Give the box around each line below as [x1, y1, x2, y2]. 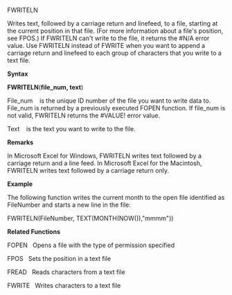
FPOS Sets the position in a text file [7, 255, 111, 262]
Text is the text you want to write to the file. [7, 125, 136, 133]
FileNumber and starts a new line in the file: [7, 201, 132, 209]
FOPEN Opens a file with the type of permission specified [7, 241, 175, 249]
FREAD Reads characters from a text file [7, 268, 126, 276]
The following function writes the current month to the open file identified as [7, 194, 225, 201]
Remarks [7, 138, 34, 146]
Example [7, 180, 33, 188]
